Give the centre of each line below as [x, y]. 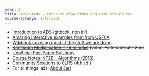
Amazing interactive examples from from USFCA [61, 37]
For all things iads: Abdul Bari [42, 68]
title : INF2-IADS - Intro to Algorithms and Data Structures [69, 14]
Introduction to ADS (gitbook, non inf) [50, 32]
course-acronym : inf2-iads [32, 18]
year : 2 [13, 9]
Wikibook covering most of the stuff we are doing [62, 43]
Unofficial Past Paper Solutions [43, 53]
